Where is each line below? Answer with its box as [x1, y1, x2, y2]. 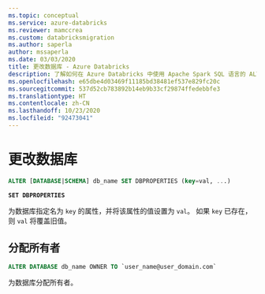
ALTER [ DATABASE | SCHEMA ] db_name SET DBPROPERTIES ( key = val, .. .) [8, 177, 231, 185]
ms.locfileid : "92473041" [8, 114, 93, 122]
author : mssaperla [8, 48, 69, 56]
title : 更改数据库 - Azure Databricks [8, 63, 130, 71]
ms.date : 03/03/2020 [8, 56, 77, 64]
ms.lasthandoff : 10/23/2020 [8, 107, 101, 115]
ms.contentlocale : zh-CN [8, 99, 90, 107]
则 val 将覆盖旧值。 [8, 216, 72, 225]
